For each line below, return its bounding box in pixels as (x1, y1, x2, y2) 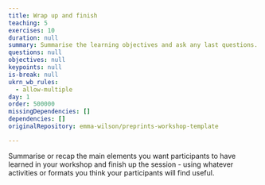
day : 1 (8, 93, 30, 101)
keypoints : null (8, 64, 62, 71)
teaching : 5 (8, 19, 48, 27)
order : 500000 (8, 100, 56, 108)
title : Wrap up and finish (8, 11, 98, 20)
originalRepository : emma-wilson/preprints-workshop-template (8, 122, 219, 130)
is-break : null (8, 71, 59, 79)
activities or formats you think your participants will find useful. (8, 168, 215, 177)
